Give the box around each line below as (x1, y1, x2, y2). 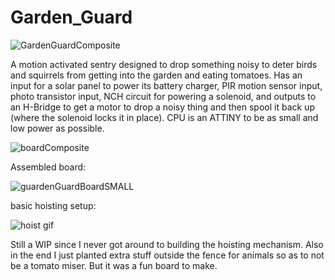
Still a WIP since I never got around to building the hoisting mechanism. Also (10, 238, 324, 250)
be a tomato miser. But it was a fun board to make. (10, 259, 218, 271)
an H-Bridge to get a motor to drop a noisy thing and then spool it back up (10, 101, 315, 113)
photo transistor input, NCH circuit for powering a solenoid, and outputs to (10, 90, 317, 102)
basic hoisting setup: (10, 199, 97, 211)
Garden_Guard (10, 6, 133, 29)
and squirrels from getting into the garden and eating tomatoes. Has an (10, 69, 303, 81)
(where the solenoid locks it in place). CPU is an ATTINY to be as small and (10, 111, 319, 123)
